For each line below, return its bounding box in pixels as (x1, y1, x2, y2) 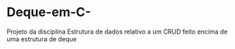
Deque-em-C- (6, 4, 91, 20)
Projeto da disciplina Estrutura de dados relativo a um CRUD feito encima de (6, 27, 228, 36)
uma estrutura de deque (6, 34, 77, 43)
